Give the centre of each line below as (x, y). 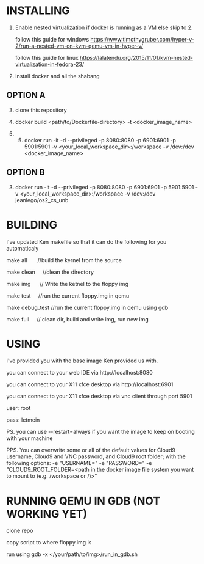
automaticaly (23, 248)
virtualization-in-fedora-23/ (50, 64)
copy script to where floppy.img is (49, 543)
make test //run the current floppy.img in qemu (68, 295)
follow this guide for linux (47, 57)
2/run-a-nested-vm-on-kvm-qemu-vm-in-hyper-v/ (79, 46)
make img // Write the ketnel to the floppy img (68, 284)
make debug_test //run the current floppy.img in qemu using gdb (87, 307)
